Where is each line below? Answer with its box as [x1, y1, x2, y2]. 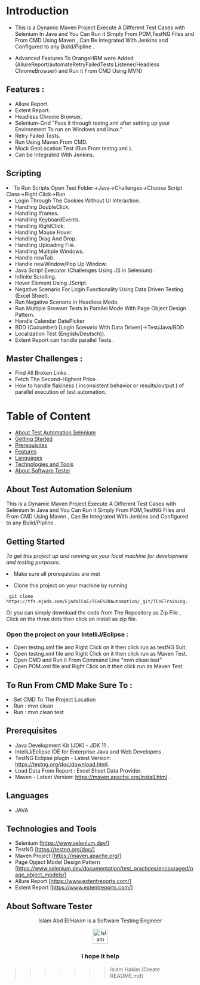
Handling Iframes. [14, 209, 59, 217]
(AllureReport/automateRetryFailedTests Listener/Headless [14, 61, 160, 68]
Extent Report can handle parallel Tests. [14, 336, 113, 344]
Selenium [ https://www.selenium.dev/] [14, 839, 109, 847]
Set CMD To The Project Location [14, 696, 96, 703]
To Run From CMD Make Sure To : [6, 680, 133, 690]
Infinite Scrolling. [14, 273, 57, 280]
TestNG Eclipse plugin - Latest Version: [14, 754, 112, 761]
